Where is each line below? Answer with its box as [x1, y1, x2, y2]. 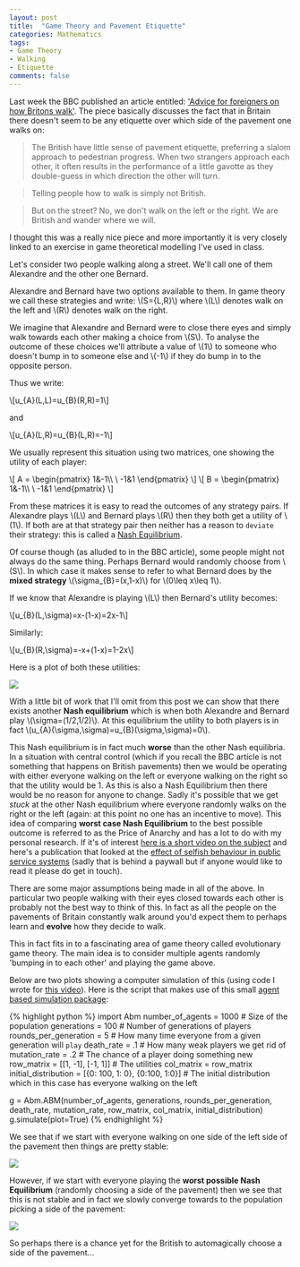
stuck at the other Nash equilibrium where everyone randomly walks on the [9, 799, 287, 809]
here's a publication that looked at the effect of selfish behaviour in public [9, 846, 281, 857]
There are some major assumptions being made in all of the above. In [9, 883, 265, 894]
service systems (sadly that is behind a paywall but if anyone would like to [9, 856, 283, 867]
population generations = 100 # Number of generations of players [9, 1020, 252, 1031]
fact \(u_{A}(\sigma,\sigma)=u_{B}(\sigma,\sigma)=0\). [9, 724, 210, 735]
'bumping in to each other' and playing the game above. [9, 957, 217, 968]
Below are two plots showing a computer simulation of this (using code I [9, 974, 276, 985]
